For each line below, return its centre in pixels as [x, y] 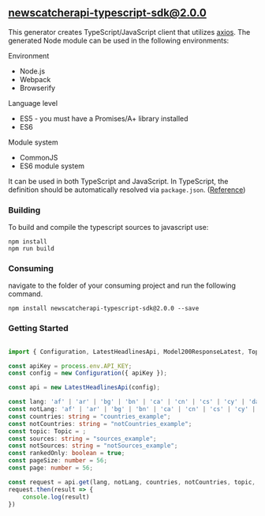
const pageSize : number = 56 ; [58, 461]
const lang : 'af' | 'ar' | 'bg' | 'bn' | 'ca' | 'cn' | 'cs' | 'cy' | [127, 402]
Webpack [35, 79]
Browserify [37, 88]
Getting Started [38, 329]
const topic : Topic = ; [47, 431]
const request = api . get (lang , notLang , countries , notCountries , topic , [132, 482]
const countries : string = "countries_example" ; [90, 416]
